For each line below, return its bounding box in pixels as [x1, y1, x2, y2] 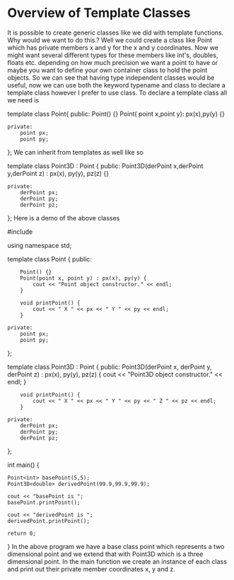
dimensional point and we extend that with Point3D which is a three [7, 550, 204, 558]
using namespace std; [7, 241, 72, 249]
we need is [7, 95, 40, 104]
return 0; [7, 530, 37, 537]
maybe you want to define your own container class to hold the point [7, 66, 208, 74]
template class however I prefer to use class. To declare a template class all [7, 88, 228, 97]
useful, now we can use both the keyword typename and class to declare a [7, 81, 226, 89]
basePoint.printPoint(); [7, 499, 81, 506]
